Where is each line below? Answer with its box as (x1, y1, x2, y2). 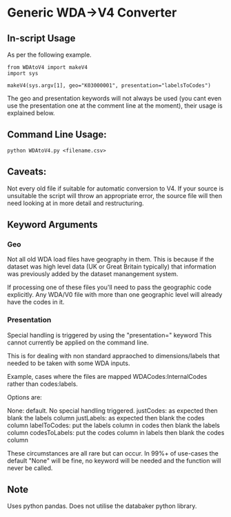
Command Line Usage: (7, 129, 107, 141)
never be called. (7, 464, 53, 472)
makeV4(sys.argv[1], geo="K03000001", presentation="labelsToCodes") (7, 82, 212, 89)
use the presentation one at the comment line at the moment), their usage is (7, 101, 223, 110)
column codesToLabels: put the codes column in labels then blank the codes (7, 428, 225, 436)
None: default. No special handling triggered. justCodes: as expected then (7, 406, 219, 415)
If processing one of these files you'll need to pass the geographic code (7, 283, 212, 291)
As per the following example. (7, 50, 92, 59)
